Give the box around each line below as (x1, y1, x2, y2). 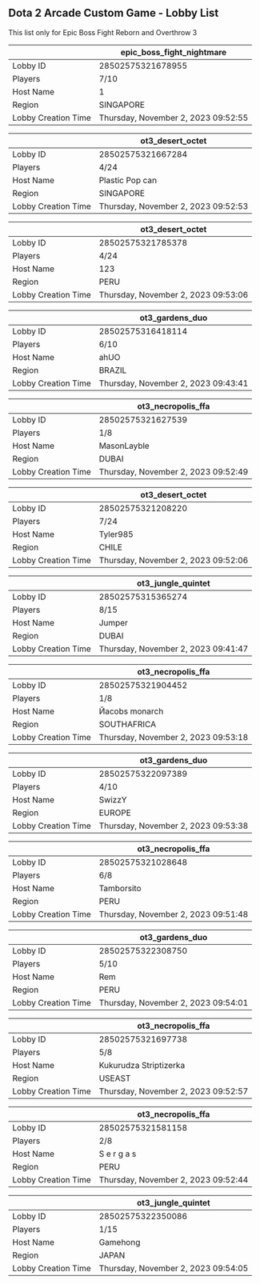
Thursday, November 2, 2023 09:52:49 (98, 466, 249, 477)
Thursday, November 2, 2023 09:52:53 (98, 200, 249, 211)
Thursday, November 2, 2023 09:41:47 (98, 643, 249, 654)
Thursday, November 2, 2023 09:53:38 (98, 820, 249, 831)
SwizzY (98, 794, 127, 805)
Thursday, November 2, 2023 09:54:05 (98, 1262, 249, 1274)
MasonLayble (98, 440, 150, 451)
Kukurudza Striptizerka (98, 1059, 186, 1070)
